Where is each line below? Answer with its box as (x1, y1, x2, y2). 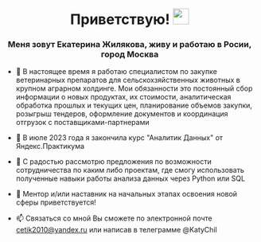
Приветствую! (70, 10, 170, 29)
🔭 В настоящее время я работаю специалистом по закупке (15, 67, 217, 76)
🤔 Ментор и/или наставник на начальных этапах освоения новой (15, 189, 237, 199)
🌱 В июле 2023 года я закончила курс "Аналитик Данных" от (15, 133, 224, 142)
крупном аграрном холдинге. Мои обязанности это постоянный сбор (15, 84, 253, 93)
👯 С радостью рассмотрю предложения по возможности (15, 157, 212, 166)
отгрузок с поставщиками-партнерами (15, 118, 150, 127)
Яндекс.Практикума (15, 142, 85, 151)
